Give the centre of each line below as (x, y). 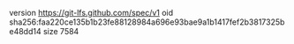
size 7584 (61, 31)
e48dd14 (25, 31)
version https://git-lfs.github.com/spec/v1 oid (91, 13)
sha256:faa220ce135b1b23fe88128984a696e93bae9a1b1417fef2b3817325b (147, 22)
